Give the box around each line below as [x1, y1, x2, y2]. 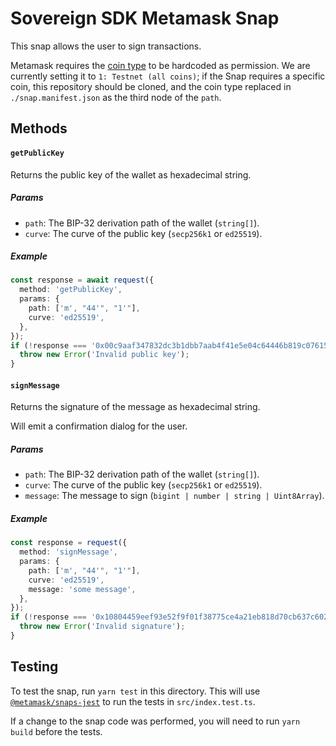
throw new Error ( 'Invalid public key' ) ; [19, 350, 190, 360]
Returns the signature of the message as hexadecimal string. [10, 401, 261, 413]
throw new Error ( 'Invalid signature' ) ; [19, 622, 186, 632]
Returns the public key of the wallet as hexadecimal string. [10, 168, 252, 181]
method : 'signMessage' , [19, 547, 118, 557]
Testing [10, 658, 59, 676]
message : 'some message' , [28, 584, 137, 594]
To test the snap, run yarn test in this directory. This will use [10, 685, 261, 697]
